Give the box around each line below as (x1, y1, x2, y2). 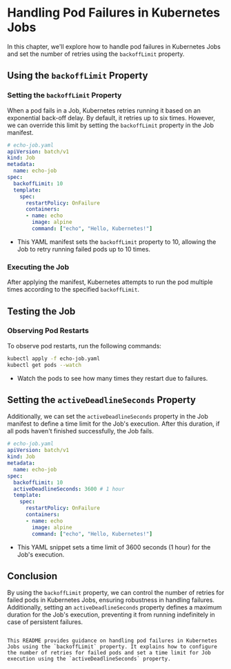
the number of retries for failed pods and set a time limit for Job (7, 650, 212, 657)
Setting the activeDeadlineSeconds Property (7, 394, 197, 406)
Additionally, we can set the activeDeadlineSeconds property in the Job (7, 413, 208, 421)
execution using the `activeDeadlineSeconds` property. (7, 655, 171, 663)
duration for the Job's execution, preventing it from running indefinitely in (7, 610, 215, 619)
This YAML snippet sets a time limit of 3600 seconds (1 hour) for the (17, 543, 211, 551)
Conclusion (7, 570, 58, 582)
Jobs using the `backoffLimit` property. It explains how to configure (7, 643, 217, 650)
